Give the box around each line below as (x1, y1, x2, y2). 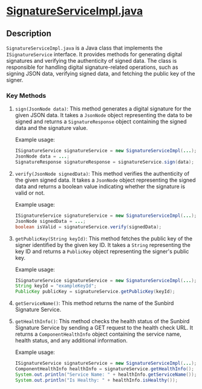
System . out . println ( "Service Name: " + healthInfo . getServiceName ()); (15, 371, 197, 378)
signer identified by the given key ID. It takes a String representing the (15, 241, 191, 248)
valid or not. (15, 189, 45, 196)
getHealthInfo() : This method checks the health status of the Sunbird (15, 318, 190, 325)
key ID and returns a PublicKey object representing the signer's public (15, 248, 189, 255)
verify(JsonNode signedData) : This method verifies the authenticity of (15, 170, 189, 177)
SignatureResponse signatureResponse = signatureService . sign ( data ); (15, 159, 195, 166)
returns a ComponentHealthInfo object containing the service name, (15, 330, 181, 338)
